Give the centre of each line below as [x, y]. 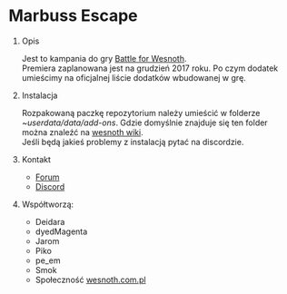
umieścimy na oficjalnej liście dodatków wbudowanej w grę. [134, 77]
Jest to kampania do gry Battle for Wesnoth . [104, 58]
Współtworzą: [48, 204]
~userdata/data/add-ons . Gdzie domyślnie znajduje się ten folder [145, 122]
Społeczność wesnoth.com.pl [90, 279]
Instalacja [40, 95]
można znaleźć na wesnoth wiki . [82, 132]
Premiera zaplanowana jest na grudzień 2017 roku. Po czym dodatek [150, 68]
